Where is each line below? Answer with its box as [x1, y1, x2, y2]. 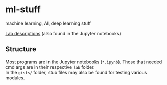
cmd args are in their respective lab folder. [5, 64, 95, 70]
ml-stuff [5, 4, 41, 15]
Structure [5, 45, 37, 54]
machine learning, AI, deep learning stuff [5, 20, 91, 26]
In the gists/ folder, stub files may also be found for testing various [5, 69, 147, 75]
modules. [5, 75, 25, 81]
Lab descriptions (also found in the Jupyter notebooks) [5, 30, 121, 36]
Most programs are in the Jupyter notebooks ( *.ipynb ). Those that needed [5, 59, 162, 65]
